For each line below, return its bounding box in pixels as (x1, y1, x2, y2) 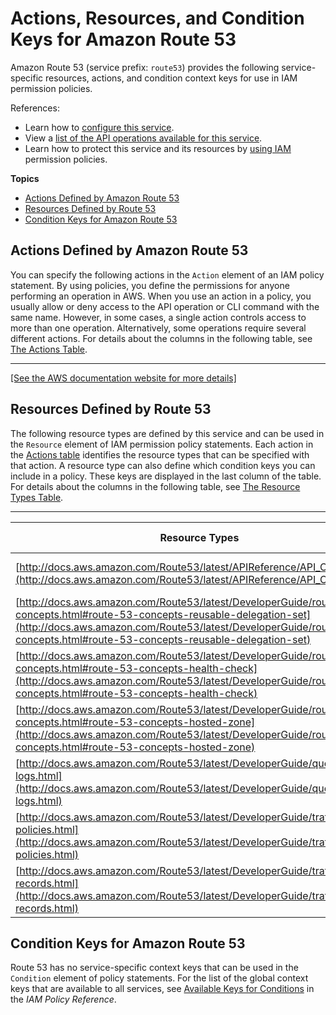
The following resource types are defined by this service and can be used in (10, 427, 325, 439)
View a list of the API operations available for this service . (24, 132, 263, 144)
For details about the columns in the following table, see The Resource (10, 480, 301, 492)
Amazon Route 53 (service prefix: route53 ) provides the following (10, 61, 280, 73)
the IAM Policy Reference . (10, 993, 117, 1006)
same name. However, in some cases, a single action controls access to (10, 311, 307, 323)
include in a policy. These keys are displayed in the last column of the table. (10, 470, 322, 482)
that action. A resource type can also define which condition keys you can (10, 459, 316, 471)
